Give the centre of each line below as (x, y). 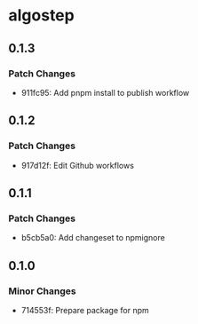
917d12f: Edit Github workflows (78, 165)
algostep (41, 16)
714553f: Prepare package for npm (85, 310)
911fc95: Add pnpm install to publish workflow (105, 92)
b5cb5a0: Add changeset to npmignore (93, 238)
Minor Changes (42, 291)
